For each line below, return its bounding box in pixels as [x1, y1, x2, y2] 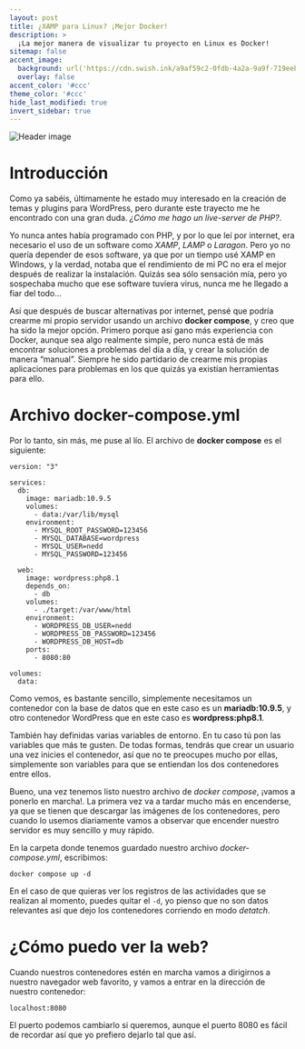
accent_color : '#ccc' [9, 81, 92, 90]
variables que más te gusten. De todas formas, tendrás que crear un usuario [9, 740, 295, 751]
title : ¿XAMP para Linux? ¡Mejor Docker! [9, 22, 169, 31]
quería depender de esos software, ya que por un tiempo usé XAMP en [9, 249, 276, 260]
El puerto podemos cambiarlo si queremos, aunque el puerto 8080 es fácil [9, 1020, 288, 1031]
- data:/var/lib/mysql [33, 510, 120, 519]
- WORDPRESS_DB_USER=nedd [33, 622, 132, 631]
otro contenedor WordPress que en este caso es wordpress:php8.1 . [9, 713, 265, 724]
